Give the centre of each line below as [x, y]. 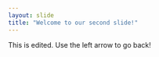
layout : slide [31, 15]
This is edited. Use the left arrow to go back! [79, 45]
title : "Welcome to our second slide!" [73, 23]
